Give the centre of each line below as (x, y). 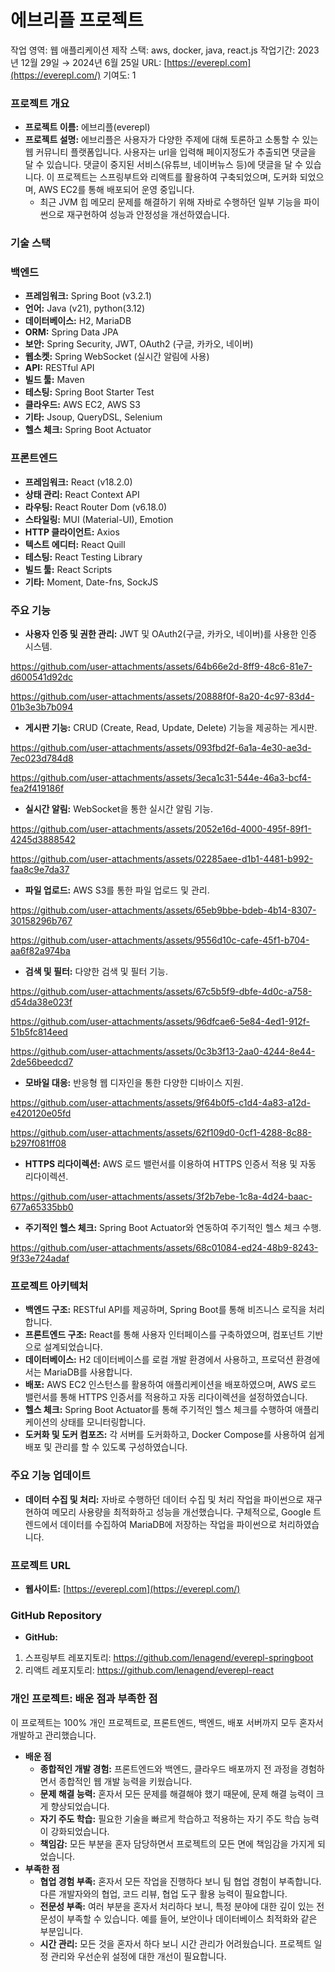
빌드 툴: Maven (54, 380)
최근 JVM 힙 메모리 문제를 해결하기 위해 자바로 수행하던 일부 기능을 (170, 202)
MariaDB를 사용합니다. (88, 1372)
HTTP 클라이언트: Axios (72, 532)
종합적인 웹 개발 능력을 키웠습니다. (125, 1781)
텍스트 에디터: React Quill (75, 544)
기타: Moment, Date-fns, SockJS (91, 582)
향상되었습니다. (80, 1806)
